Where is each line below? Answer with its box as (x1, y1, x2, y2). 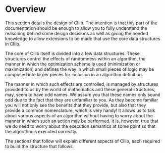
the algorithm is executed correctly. (5, 128, 78, 134)
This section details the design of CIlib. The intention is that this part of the (5, 20, 158, 26)
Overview (5, 3, 46, 15)
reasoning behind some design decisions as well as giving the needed (5, 30, 149, 36)
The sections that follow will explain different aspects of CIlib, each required (5, 138, 160, 144)
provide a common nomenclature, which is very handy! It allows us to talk (5, 107, 155, 113)
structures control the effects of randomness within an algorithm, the (5, 55, 146, 61)
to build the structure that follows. (5, 143, 74, 149)
